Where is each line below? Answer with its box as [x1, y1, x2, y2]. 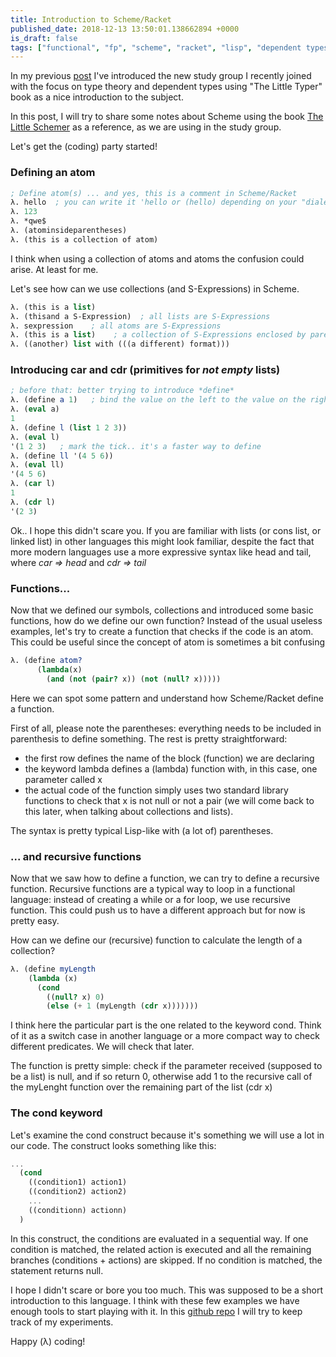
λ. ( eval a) [10, 404, 60, 415]
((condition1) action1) [28, 1177, 128, 1188]
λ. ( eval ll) [10, 460, 65, 470]
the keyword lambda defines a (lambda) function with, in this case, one [24, 762, 318, 775]
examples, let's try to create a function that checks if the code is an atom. [10, 626, 314, 638]
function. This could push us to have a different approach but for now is [10, 904, 306, 916]
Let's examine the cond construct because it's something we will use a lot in [10, 1129, 325, 1141]
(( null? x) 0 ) [46, 992, 105, 1002]
